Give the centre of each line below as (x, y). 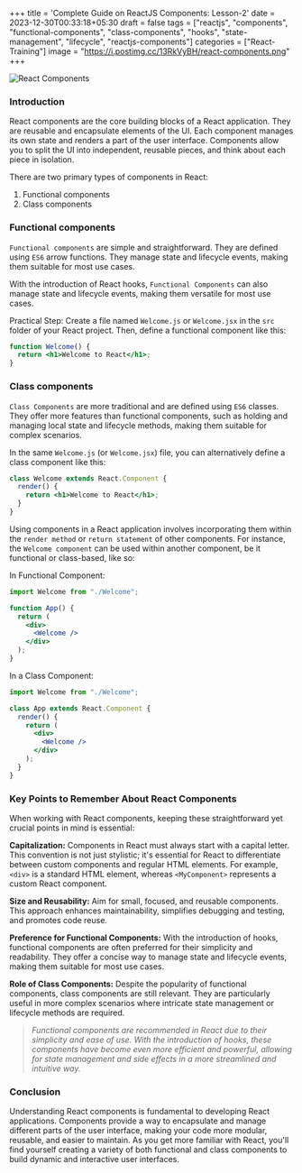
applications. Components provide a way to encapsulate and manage (138, 1121)
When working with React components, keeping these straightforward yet (146, 818)
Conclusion (35, 1092)
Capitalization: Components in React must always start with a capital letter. (150, 845)
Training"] (28, 51)
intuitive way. (56, 1068)
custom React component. (59, 884)
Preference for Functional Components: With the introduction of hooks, (144, 938)
